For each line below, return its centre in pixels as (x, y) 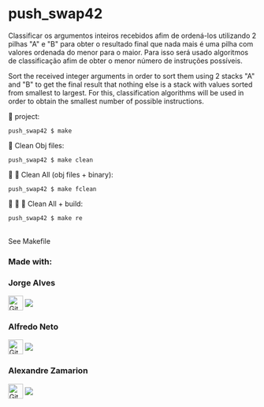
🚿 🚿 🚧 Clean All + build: (46, 203)
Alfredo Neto (33, 327)
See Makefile (30, 241)
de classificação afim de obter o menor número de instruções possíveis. (125, 61)
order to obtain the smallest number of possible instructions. (106, 101)
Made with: (30, 261)
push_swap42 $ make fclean (52, 189)
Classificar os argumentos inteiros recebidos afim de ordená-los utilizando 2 (132, 35)
